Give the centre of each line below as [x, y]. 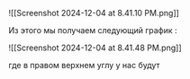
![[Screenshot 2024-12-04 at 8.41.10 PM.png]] [94, 13]
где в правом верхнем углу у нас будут [84, 65]
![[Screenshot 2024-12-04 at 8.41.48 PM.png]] [95, 48]
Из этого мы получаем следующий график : [93, 30]
